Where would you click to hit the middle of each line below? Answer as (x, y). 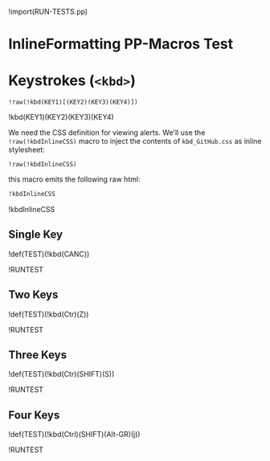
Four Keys (34, 415)
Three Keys (37, 355)
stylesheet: (27, 150)
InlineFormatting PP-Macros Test (121, 44)
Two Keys (33, 295)
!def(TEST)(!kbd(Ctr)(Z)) (49, 314)
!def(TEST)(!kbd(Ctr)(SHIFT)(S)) (61, 374)
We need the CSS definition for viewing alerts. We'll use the (107, 133)
